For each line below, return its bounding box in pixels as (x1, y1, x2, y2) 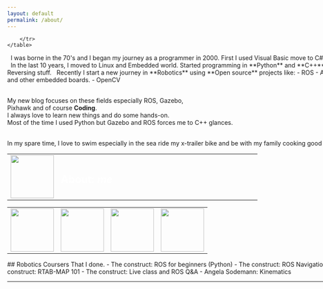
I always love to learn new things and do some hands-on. (7, 111, 170, 119)
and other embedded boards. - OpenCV (7, 75, 121, 83)
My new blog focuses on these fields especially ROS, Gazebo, (7, 96, 184, 104)
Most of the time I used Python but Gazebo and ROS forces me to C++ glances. (7, 118, 233, 126)
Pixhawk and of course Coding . (7, 103, 97, 112)
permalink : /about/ (7, 17, 63, 23)
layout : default (7, 10, 54, 17)
